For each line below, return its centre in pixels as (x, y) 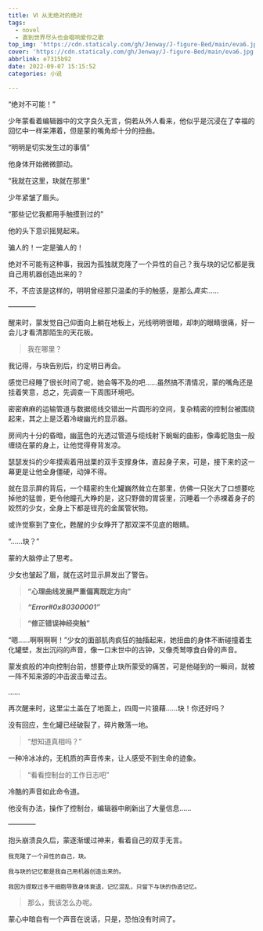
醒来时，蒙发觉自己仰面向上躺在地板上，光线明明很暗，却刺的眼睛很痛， (124, 322)
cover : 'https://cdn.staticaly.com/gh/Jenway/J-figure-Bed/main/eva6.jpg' (133, 52)
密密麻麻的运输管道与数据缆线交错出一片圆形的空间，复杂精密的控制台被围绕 (131, 408)
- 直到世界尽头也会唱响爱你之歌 (59, 37)
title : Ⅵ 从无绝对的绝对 (45, 15)
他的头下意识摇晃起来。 (46, 230)
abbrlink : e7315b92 (40, 60)
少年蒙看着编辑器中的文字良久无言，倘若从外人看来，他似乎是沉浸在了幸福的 (131, 120)
